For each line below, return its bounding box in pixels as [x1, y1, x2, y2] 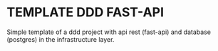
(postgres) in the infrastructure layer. [6, 35, 115, 43]
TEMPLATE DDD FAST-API [6, 4, 165, 21]
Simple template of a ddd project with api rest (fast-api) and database [6, 28, 212, 36]
